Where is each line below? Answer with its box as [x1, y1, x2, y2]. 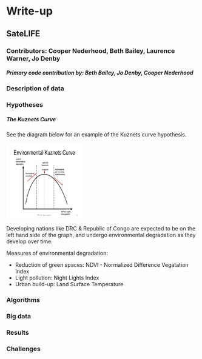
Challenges [6, 344, 41, 353]
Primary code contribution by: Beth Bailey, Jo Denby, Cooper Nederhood [6, 69, 194, 76]
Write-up [6, 4, 53, 18]
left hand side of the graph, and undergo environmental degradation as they [6, 232, 196, 239]
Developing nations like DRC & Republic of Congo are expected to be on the [6, 225, 196, 232]
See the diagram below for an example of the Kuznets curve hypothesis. [6, 131, 187, 138]
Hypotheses [6, 101, 44, 109]
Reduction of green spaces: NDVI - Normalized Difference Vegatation [15, 261, 189, 269]
